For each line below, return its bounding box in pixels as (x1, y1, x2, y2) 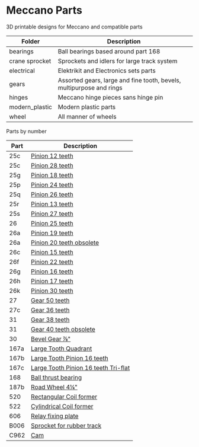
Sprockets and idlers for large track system (57, 57, 178, 65)
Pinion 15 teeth (30, 248, 74, 256)
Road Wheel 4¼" (30, 383, 78, 391)
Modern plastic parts (57, 103, 116, 111)
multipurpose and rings (57, 84, 123, 92)
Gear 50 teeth (30, 296, 70, 304)
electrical (9, 66, 36, 75)
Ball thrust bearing (30, 373, 82, 381)
